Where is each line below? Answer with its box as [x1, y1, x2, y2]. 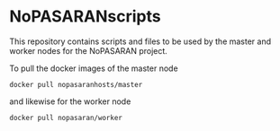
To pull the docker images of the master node [9, 63, 178, 74]
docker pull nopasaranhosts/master [9, 80, 143, 89]
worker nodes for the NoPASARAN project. [9, 45, 168, 56]
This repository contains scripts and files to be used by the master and [9, 36, 272, 47]
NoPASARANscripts [9, 6, 161, 27]
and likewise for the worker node [9, 96, 131, 107]
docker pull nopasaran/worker [9, 113, 123, 122]
